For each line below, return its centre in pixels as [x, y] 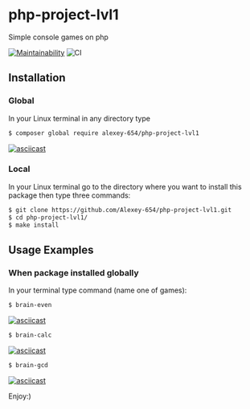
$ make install [34, 225]
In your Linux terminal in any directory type [80, 118]
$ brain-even [30, 305]
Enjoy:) [20, 396]
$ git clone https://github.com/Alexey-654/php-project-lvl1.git [120, 210]
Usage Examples [51, 249]
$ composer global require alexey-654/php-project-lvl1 [104, 133]
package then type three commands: [70, 195]
